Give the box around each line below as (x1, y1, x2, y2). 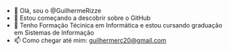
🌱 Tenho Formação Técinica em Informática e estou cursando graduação (13, 21, 223, 29)
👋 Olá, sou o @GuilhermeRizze (13, 7, 102, 14)
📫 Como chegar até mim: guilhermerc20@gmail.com (13, 37, 167, 44)
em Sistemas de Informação (13, 28, 94, 37)
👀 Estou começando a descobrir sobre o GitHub (13, 14, 151, 22)
